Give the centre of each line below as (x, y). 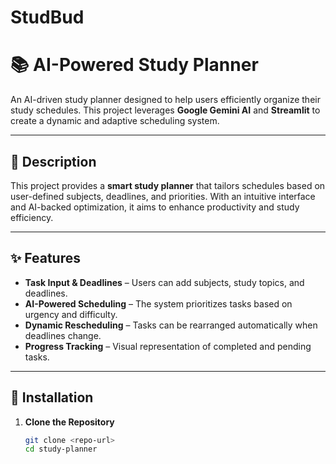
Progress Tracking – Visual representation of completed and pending (168, 346)
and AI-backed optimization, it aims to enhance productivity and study (155, 207)
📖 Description (53, 161)
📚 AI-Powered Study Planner (134, 65)
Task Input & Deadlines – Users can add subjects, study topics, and (164, 282)
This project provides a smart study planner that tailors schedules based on (168, 185)
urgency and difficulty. (71, 314)
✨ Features (45, 258)
